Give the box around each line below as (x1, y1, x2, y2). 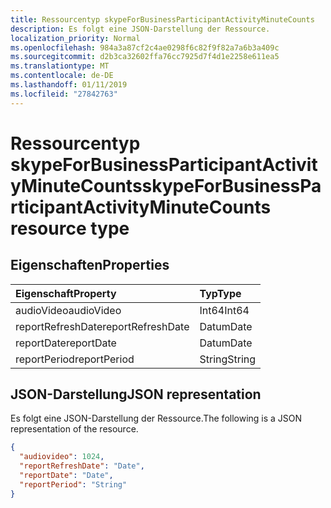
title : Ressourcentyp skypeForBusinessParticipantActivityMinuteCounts (10, 14, 315, 25)
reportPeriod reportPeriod (15, 352, 135, 366)
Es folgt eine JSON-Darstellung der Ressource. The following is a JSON (10, 412, 303, 425)
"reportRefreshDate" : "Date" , (19, 461, 145, 471)
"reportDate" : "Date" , (19, 471, 114, 481)
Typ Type (199, 286, 242, 300)
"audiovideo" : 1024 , (19, 452, 105, 462)
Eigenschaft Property (15, 286, 117, 300)
